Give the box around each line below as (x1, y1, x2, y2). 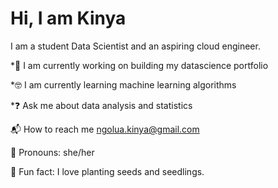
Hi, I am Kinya (10, 7, 127, 30)
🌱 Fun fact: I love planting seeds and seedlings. (10, 165, 205, 177)
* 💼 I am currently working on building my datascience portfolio (10, 59, 269, 71)
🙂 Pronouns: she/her (10, 146, 95, 158)
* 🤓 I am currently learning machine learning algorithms (10, 78, 237, 91)
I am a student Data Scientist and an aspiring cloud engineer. (10, 40, 261, 52)
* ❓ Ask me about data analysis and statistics (10, 99, 193, 111)
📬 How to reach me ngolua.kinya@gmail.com (10, 123, 200, 135)
